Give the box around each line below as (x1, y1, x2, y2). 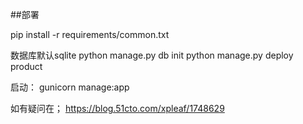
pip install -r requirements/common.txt (10, 29, 170, 40)
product (10, 61, 43, 72)
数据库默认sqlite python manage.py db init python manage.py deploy (10, 49, 294, 61)
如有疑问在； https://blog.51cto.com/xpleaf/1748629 (10, 103, 225, 114)
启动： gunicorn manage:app (10, 81, 130, 93)
